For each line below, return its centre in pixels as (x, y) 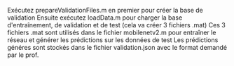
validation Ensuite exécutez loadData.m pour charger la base (95, 18)
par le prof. (23, 55)
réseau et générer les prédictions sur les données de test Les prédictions (113, 40)
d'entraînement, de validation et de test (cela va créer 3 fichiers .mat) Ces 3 (116, 25)
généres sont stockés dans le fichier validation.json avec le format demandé (117, 47)
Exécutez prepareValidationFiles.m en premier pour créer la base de (105, 10)
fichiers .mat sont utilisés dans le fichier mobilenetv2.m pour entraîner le (112, 32)
